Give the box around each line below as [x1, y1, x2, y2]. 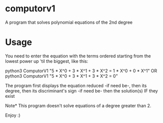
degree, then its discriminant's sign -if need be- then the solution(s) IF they [5, 87, 158, 94]
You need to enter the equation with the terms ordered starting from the [5, 53, 151, 59]
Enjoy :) [5, 112, 21, 118]
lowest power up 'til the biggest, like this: [5, 58, 88, 64]
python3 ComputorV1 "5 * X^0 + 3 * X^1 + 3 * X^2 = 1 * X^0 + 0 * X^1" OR [5, 68, 157, 74]
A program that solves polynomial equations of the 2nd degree [5, 19, 133, 25]
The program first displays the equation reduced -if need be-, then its [5, 82, 147, 88]
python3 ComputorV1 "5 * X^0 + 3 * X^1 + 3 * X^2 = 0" [5, 73, 118, 79]
